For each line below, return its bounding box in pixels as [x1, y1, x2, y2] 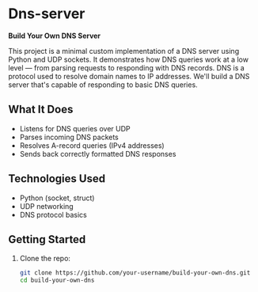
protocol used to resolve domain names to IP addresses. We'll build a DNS [8, 71, 250, 81]
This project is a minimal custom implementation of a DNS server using [8, 46, 240, 55]
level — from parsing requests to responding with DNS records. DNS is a [8, 63, 245, 72]
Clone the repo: [19, 254, 71, 264]
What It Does [8, 103, 74, 116]
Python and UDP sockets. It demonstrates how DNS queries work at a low [8, 55, 249, 64]
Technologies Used [8, 172, 105, 186]
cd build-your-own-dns [19, 276, 95, 285]
